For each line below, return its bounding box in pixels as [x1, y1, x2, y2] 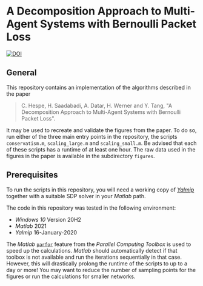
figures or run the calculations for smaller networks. [6, 273, 136, 280]
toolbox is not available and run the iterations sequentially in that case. [6, 253, 182, 261]
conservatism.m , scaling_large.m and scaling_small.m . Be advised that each [6, 139, 197, 147]
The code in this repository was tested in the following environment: [6, 204, 176, 211]
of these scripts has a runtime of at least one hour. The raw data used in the [6, 145, 196, 153]
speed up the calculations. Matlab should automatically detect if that [6, 247, 178, 254]
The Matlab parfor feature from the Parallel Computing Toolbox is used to [6, 241, 191, 248]
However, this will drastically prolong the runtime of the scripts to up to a [6, 259, 188, 267]
